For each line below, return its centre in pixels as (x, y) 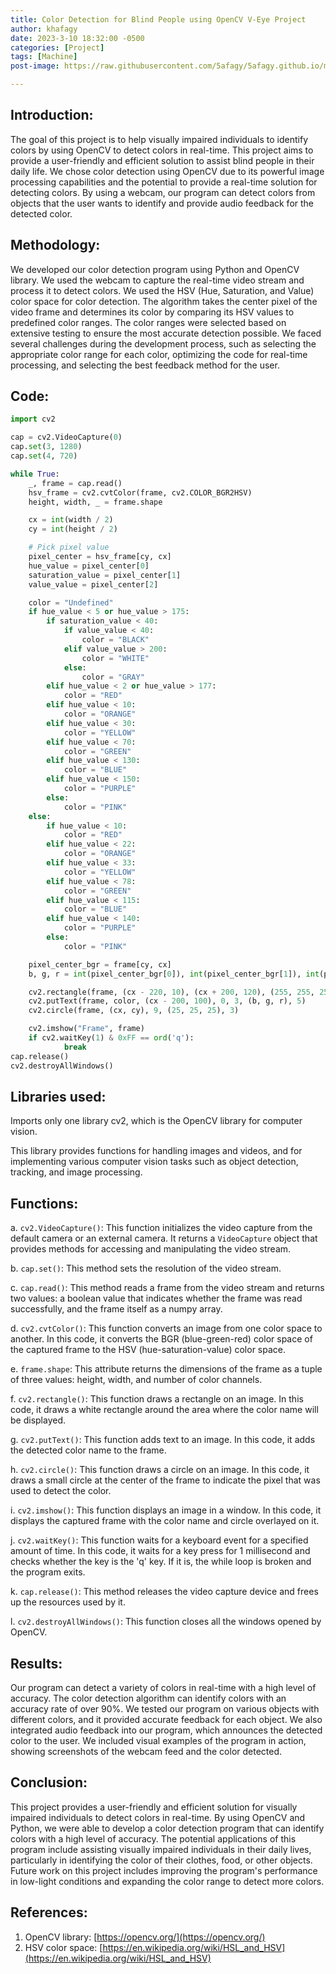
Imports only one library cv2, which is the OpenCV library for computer (156, 1121)
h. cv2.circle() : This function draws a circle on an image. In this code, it (160, 1470)
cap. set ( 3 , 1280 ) (46, 447)
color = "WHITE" (115, 658)
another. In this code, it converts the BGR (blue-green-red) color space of (161, 1339)
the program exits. (48, 1572)
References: (49, 1912)
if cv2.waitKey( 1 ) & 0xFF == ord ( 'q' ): (111, 1038)
